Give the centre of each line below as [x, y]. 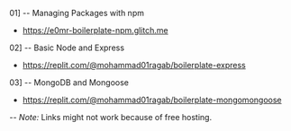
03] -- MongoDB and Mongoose [69, 83]
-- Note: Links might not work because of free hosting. [111, 117]
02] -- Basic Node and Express [67, 48]
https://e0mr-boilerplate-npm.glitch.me [95, 30]
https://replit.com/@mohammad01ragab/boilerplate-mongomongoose [152, 100]
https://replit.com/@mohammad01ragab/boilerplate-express [134, 65]
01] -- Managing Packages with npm [77, 13]
